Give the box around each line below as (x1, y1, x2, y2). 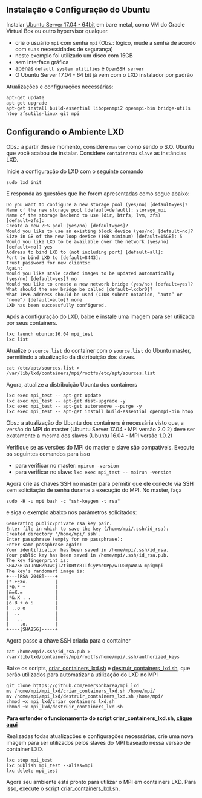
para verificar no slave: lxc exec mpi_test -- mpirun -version (15, 468, 172, 476)
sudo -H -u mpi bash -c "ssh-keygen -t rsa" (6, 498, 120, 504)
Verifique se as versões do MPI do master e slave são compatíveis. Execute (6, 443, 195, 451)
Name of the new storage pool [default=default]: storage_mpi (6, 207, 166, 213)
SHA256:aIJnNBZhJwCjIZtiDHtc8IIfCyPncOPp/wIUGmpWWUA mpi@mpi (6, 563, 164, 569)
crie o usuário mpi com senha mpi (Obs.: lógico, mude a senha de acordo (15, 39, 197, 46)
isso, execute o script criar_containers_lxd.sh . (6, 785, 120, 792)
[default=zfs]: (6, 217, 45, 223)
